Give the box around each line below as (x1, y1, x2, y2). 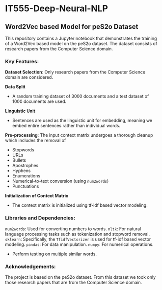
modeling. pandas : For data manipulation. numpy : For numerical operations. (5, 241, 154, 247)
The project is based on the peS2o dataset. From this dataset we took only (5, 274, 156, 280)
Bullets (12, 157, 27, 163)
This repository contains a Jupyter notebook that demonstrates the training (5, 35, 157, 41)
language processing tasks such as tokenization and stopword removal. (5, 231, 150, 237)
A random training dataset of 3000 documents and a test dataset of (12, 94, 149, 99)
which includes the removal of (5, 138, 66, 144)
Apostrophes (12, 163, 39, 169)
